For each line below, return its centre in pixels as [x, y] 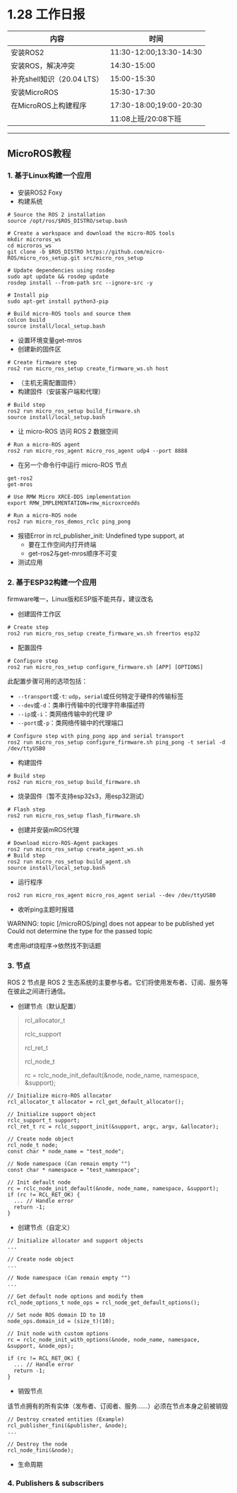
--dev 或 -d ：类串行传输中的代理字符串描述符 [81, 705]
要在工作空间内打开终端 [62, 544]
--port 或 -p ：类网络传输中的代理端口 [71, 722]
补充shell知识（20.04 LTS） [57, 79]
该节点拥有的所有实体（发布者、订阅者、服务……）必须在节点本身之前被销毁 [118, 1406]
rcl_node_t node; [33, 1146]
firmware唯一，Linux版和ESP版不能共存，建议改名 [80, 599]
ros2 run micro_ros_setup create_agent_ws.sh [75, 849]
